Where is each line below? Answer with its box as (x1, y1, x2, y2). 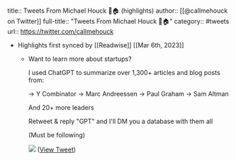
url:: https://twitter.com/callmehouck (7, 28, 114, 35)
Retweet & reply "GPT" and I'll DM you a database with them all (28, 117, 213, 125)
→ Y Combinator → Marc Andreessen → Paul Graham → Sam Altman (28, 90, 229, 98)
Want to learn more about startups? (28, 55, 133, 63)
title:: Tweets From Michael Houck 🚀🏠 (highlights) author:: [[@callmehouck (7, 6, 228, 15)
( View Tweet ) (37, 145, 77, 154)
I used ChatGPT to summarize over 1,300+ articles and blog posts (28, 69, 221, 76)
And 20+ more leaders (28, 103, 94, 112)
